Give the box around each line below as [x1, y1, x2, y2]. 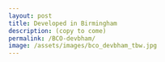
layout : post [8, 11, 53, 20]
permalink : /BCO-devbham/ [8, 34, 95, 43]
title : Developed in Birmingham [8, 19, 117, 27]
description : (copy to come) [8, 27, 107, 35]
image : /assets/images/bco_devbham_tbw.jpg [8, 42, 158, 50]
